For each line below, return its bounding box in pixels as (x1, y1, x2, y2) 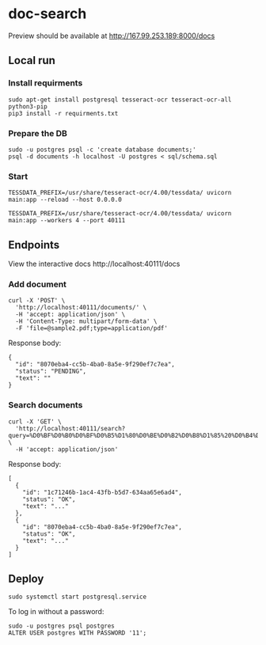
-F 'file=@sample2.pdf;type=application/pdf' (15, 324, 169, 332)
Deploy (8, 572, 44, 586)
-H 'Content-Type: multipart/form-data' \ (15, 317, 158, 325)
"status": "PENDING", (15, 367, 87, 376)
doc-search (8, 5, 87, 23)
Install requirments (8, 78, 83, 89)
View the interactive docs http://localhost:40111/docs (8, 259, 180, 269)
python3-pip (8, 102, 47, 111)
